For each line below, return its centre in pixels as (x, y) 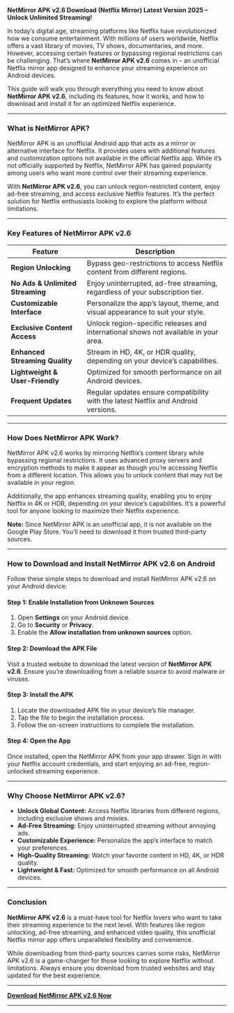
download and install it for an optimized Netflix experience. (92, 103)
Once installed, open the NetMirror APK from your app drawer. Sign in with (114, 756)
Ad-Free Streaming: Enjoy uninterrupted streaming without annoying (116, 826)
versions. (102, 409)
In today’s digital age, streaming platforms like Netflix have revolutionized (112, 31)
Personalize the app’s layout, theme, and (153, 303)
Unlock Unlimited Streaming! (50, 17)
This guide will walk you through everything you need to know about (105, 89)
